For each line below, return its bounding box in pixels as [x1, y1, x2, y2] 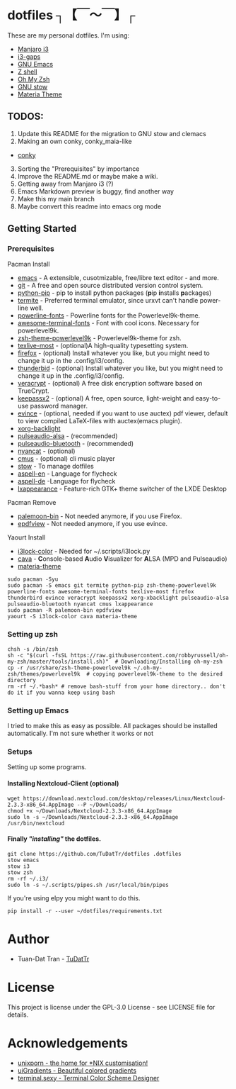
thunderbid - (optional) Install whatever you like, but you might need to [17, 364, 223, 373]
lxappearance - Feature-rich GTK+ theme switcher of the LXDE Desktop [17, 484, 228, 493]
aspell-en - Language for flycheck [17, 469, 117, 478]
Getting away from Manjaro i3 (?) [17, 179, 114, 188]
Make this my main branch [17, 194, 95, 203]
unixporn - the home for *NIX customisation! [17, 1059, 148, 1067]
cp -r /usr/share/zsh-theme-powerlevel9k [7, 664, 131, 671]
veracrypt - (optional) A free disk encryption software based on [17, 379, 203, 388]
